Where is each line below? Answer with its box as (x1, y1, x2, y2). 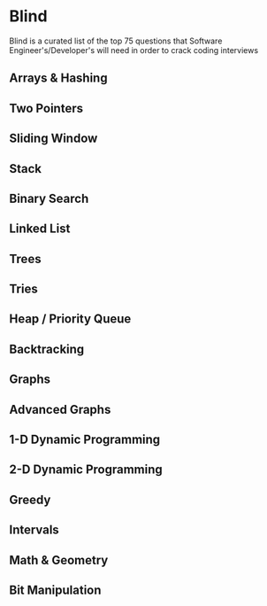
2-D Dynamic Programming (9, 462, 164, 478)
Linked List (9, 221, 71, 237)
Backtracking (9, 341, 85, 356)
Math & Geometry (9, 552, 109, 568)
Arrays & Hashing (9, 71, 108, 86)
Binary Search (9, 190, 89, 206)
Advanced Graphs (9, 401, 111, 417)
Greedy (9, 492, 51, 507)
